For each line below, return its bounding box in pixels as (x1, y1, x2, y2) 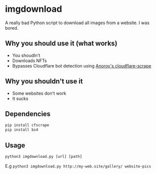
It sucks (12, 95, 28, 102)
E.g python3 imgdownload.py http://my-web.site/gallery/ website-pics (5, 163, 151, 169)
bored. (5, 25, 19, 31)
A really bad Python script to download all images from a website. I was (5, 20, 150, 26)
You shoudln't (12, 52, 41, 58)
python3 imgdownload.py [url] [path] (5, 154, 82, 159)
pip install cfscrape (5, 123, 50, 128)
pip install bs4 (5, 127, 38, 133)
